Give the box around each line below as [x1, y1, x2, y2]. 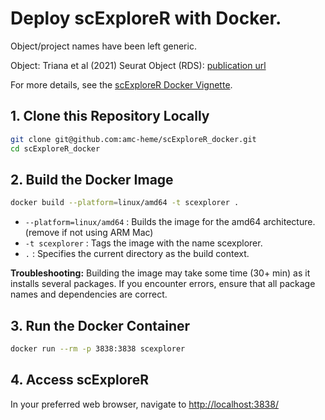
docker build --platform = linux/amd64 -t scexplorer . [10, 198, 240, 208]
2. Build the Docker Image [10, 171, 174, 188]
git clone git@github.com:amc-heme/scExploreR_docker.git [10, 134, 257, 144]
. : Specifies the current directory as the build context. [24, 248, 250, 260]
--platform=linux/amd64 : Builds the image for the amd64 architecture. [24, 216, 316, 228]
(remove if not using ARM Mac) [24, 227, 154, 239]
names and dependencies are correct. [10, 288, 168, 301]
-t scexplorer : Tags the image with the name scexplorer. [24, 237, 263, 249]
